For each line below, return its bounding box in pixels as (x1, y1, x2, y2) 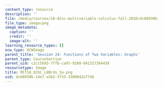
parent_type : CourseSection (5, 57, 62, 61)
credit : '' (9, 34, 32, 39)
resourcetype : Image (5, 66, 47, 71)
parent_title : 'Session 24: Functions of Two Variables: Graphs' (5, 52, 140, 57)
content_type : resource (5, 7, 53, 12)
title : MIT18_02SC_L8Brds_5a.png (5, 70, 73, 75)
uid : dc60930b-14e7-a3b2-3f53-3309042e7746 (5, 74, 95, 79)
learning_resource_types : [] (5, 43, 64, 48)
